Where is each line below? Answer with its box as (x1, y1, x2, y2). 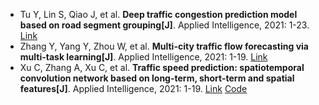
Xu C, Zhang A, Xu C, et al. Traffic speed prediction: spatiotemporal (19, 62, 305, 73)
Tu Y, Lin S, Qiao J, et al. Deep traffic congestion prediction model (19, 9, 298, 20)
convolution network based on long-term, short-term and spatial (19, 72, 295, 84)
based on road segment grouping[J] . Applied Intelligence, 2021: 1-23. (19, 19, 310, 31)
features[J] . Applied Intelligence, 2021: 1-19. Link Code (19, 83, 248, 94)
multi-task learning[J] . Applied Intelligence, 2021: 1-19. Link (19, 51, 268, 63)
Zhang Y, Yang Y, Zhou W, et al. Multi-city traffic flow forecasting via (19, 40, 309, 52)
